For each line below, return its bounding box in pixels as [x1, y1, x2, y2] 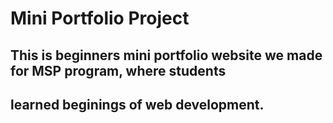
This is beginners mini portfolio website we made [10, 47, 323, 64]
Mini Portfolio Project [10, 7, 190, 30]
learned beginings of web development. [10, 96, 265, 113]
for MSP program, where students [10, 62, 227, 79]
